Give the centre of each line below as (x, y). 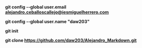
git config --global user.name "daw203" (47, 22)
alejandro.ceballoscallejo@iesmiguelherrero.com (57, 12)
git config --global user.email (36, 7)
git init (12, 31)
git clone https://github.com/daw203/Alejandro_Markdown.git (71, 40)
